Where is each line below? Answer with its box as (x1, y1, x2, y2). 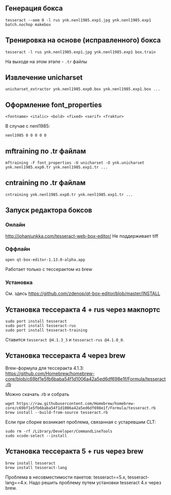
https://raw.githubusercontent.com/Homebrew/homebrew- (16, 401, 136, 406)
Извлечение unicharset (5, 73, 83, 82)
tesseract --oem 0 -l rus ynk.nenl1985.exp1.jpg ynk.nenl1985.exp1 (5, 17, 152, 22)
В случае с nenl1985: (5, 123, 50, 129)
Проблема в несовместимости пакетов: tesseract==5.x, (5, 474, 127, 480)
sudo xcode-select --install (5, 433, 67, 438)
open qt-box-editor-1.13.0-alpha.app (5, 257, 85, 262)
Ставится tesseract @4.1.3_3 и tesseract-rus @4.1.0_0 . (5, 336, 125, 342)
